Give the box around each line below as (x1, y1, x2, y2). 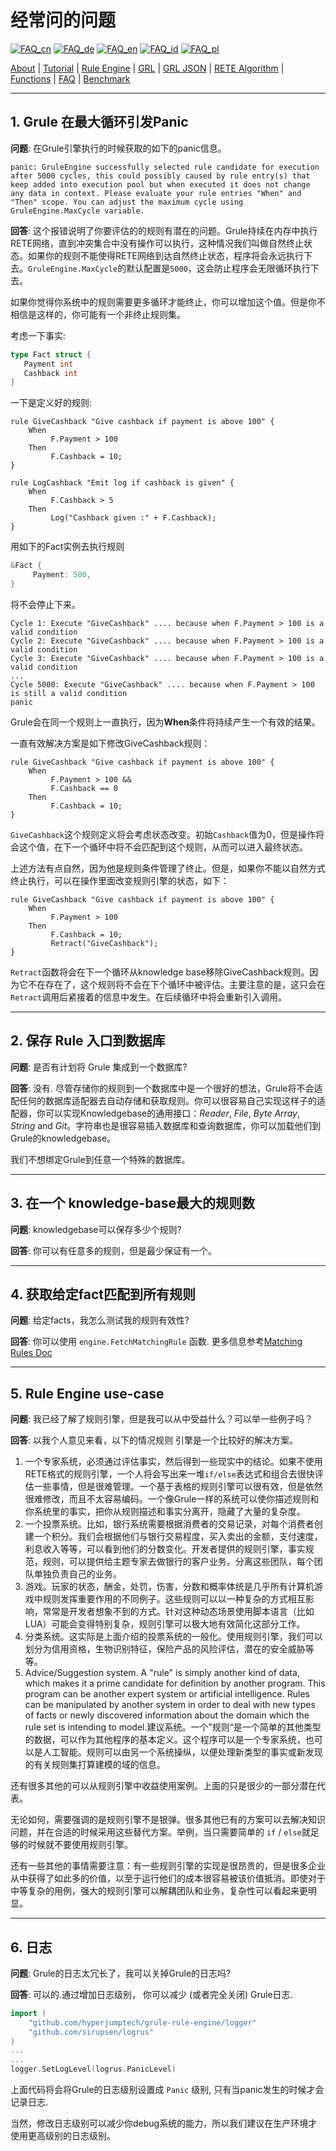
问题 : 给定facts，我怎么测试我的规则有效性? (10, 1314, 190, 1326)
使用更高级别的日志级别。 (10, 2130, 116, 2142)
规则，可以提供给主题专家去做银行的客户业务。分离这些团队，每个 (42, 1556, 315, 1568)
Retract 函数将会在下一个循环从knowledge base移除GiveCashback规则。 (10, 966, 310, 978)
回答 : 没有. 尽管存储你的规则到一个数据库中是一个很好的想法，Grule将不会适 (10, 1082, 323, 1094)
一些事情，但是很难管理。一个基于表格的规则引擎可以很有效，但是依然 (33, 1481, 323, 1493)
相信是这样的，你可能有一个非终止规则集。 (10, 308, 186, 320)
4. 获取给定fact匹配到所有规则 (10, 1286, 197, 1303)
